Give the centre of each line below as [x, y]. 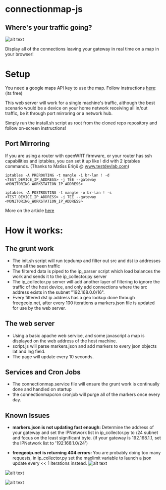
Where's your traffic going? [49, 27]
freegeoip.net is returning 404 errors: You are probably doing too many [86, 453]
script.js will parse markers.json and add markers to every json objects [84, 346]
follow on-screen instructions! [36, 128]
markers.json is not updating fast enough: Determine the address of [83, 428]
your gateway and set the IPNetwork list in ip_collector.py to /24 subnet [85, 433]
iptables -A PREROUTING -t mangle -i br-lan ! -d [57, 175]
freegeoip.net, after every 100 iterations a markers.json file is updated [83, 303]
